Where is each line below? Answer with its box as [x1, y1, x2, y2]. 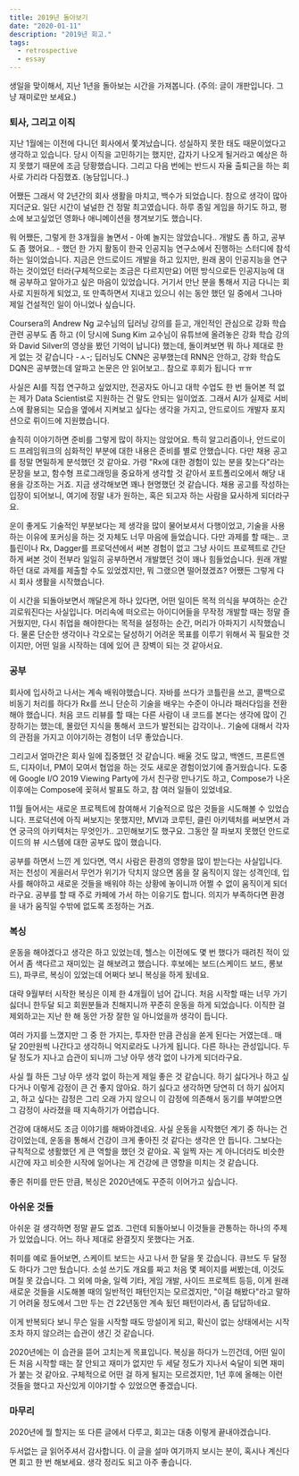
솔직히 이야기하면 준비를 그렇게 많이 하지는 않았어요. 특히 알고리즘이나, [9, 435, 254, 445]
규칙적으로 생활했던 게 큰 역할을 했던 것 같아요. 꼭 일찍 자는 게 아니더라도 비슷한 [9, 1146, 286, 1157]
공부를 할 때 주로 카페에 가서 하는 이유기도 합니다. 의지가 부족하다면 [35, 889, 269, 900]
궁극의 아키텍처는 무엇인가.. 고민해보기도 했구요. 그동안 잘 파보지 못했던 [18, 825, 266, 836]
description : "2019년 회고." [9, 30, 112, 38]
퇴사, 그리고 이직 [9, 115, 76, 128]
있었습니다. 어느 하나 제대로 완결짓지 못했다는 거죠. [18, 1234, 195, 1244]
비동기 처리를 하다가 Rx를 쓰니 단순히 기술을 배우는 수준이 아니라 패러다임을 [9, 698, 271, 708]
